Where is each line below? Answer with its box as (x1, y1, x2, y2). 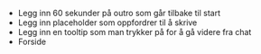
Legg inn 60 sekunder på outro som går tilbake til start (17, 8, 221, 18)
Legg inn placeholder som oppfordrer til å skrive (17, 17, 198, 28)
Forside (17, 36, 47, 47)
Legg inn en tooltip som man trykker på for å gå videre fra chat (17, 27, 252, 37)
